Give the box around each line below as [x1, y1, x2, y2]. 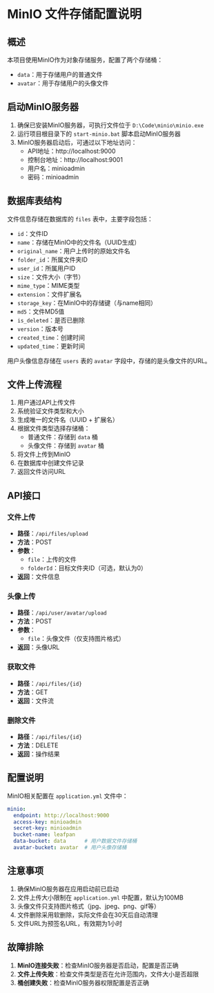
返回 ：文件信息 [17, 572, 60, 581]
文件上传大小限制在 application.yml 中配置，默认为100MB [17, 893, 184, 902]
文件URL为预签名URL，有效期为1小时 [17, 919, 123, 927]
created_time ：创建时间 [17, 333, 85, 341]
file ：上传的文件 [27, 555, 77, 564]
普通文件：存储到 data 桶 [27, 433, 99, 441]
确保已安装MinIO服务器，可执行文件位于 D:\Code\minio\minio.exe [17, 120, 204, 129]
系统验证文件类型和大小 [17, 407, 84, 415]
